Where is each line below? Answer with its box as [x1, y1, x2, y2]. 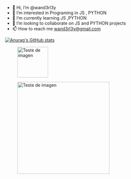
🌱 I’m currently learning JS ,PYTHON [12, 15, 87, 21]
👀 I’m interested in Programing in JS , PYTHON [12, 10, 107, 16]
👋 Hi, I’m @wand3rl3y [12, 5, 56, 10]
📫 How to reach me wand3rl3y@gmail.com [12, 26, 101, 31]
